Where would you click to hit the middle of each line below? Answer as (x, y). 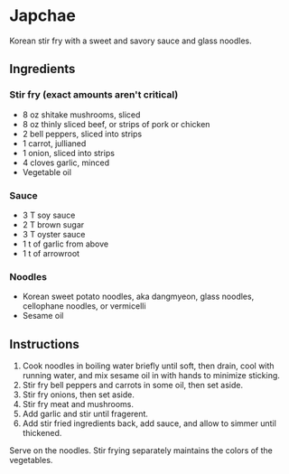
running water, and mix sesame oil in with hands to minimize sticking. (151, 376)
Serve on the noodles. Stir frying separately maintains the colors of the (141, 451)
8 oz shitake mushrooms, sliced (81, 115)
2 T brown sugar (53, 224)
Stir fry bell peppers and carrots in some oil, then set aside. (133, 386)
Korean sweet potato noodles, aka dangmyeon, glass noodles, (138, 297)
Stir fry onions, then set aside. (79, 395)
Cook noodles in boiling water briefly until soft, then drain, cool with (148, 366)
